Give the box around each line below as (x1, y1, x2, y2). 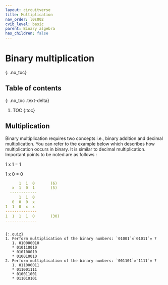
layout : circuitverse (5, 7, 51, 13)
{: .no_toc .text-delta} (5, 97, 49, 104)
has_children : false (5, 31, 49, 36)
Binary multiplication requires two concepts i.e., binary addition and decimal (5, 135, 163, 141)
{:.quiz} (5, 232, 24, 237)
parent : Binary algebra (5, 26, 55, 31)
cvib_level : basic (5, 21, 44, 27)
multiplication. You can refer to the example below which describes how (5, 140, 155, 147)
